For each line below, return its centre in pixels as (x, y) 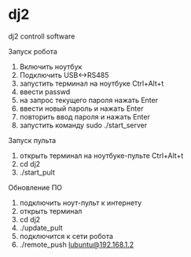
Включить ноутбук (51, 66)
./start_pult (37, 172)
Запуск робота (33, 51)
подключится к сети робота (66, 236)
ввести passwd (45, 91)
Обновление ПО (35, 187)
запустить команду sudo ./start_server (83, 125)
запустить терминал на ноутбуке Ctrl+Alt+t (92, 83)
